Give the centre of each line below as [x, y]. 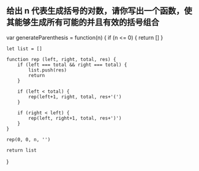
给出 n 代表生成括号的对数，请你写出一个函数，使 [99, 11]
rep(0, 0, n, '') [28, 139]
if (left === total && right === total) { [72, 65]
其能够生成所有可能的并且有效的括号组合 [83, 22]
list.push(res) [48, 70]
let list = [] [24, 49]
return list [21, 150]
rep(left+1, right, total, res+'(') [75, 96]
